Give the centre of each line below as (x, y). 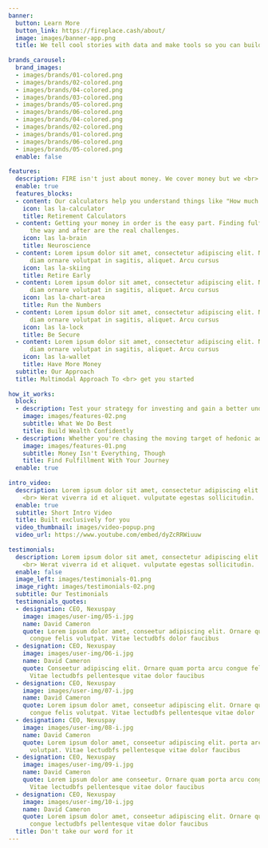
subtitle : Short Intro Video (64, 513)
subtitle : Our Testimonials (62, 594)
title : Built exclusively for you (73, 520)
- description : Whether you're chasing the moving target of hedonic (133, 438)
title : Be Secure (51, 335)
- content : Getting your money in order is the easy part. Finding (130, 223)
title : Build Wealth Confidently (78, 431)
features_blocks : (44, 193)
